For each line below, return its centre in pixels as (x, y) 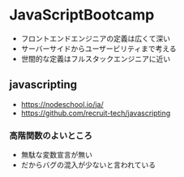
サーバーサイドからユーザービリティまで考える (98, 48)
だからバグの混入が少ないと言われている (88, 165)
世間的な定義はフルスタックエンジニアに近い (96, 58)
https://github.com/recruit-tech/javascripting (96, 113)
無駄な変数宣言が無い (56, 155)
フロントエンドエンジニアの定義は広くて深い (96, 38)
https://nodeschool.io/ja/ (62, 104)
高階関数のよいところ (51, 136)
